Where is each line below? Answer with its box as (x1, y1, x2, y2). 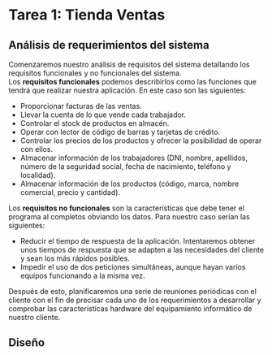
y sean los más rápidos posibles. (19, 253, 130, 263)
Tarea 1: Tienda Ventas (8, 6, 166, 24)
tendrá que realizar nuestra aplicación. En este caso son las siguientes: (8, 85, 246, 95)
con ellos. (19, 145, 54, 154)
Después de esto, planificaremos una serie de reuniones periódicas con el (8, 287, 257, 296)
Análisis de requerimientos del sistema (8, 38, 209, 52)
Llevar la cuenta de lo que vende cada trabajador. (19, 110, 187, 119)
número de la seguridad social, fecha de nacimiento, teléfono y (19, 162, 231, 171)
